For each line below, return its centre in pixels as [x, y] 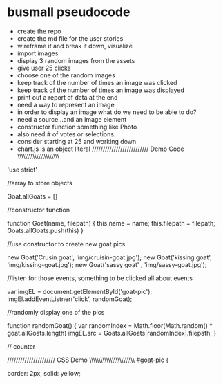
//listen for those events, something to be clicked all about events [100, 278]
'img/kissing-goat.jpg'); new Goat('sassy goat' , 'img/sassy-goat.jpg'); [107, 264]
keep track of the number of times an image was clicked [97, 82]
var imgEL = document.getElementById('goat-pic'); [80, 291]
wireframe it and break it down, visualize [75, 46]
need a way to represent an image [66, 104]
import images [38, 53]
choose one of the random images [66, 75]
